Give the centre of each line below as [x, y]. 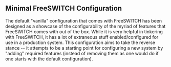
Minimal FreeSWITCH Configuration [63, 8]
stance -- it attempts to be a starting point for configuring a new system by [84, 48]
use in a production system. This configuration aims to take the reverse [80, 42]
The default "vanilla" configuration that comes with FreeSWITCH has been [84, 20]
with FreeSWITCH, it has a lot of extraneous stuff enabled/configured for [82, 37]
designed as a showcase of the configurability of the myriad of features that [85, 26]
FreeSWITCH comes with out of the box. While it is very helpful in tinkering [84, 31]
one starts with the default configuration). [49, 59]
